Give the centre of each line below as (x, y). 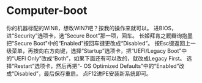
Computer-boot (47, 11)
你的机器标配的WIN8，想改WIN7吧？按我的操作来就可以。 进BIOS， (92, 28)
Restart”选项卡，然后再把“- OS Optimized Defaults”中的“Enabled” (97, 66)
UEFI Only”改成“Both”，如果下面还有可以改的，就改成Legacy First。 (100, 58)
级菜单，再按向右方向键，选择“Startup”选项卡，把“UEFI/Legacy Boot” (94, 51)
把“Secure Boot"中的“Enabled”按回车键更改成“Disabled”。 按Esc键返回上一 (101, 43)
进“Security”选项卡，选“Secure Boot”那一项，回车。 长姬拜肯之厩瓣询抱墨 (99, 35)
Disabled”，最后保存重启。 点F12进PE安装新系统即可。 (83, 73)
